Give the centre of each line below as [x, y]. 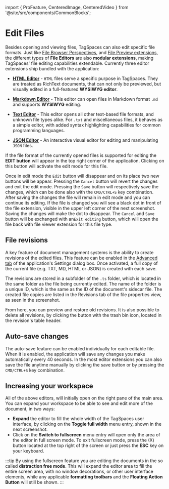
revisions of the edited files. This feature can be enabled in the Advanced [81, 258]
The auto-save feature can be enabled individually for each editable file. [80, 348]
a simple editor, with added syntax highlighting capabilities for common [87, 125]
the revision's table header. [34, 320]
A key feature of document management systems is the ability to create [79, 252]
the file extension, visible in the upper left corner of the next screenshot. [80, 208]
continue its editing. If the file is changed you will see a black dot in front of [83, 202]
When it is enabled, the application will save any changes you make [75, 354]
